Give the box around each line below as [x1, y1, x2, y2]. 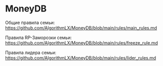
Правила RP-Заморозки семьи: [5, 34, 72, 40]
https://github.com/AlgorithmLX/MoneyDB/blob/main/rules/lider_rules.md [5, 54, 156, 60]
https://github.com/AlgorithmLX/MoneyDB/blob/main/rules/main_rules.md [5, 24, 157, 30]
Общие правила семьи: [5, 19, 55, 25]
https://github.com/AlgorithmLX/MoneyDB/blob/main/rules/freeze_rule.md [5, 39, 158, 45]
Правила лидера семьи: [5, 49, 56, 55]
